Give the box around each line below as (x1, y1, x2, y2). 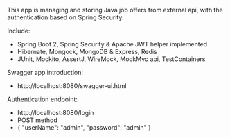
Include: (7, 27, 30, 35)
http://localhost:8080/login (17, 109, 94, 117)
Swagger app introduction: (7, 69, 83, 76)
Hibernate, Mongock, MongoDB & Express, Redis (17, 48, 157, 55)
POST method (17, 116, 57, 124)
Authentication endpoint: (7, 95, 78, 103)
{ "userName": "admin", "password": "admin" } (17, 123, 151, 131)
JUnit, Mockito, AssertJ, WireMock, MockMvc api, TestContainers (17, 55, 206, 63)
